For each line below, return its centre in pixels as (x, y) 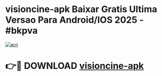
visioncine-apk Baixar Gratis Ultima (81, 9)
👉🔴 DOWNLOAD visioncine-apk (75, 66)
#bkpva (22, 31)
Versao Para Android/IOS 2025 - (74, 20)
